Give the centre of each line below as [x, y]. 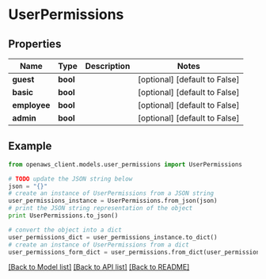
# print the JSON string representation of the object [101, 208]
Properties [35, 44]
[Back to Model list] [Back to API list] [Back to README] [99, 267]
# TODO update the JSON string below [70, 179]
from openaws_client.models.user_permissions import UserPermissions [125, 164]
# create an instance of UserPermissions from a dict [99, 245]
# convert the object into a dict [65, 230]
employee [31, 105]
